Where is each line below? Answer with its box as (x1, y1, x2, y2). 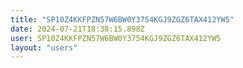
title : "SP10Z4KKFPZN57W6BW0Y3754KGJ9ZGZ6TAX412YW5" (10, 14, 235, 25)
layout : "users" (10, 42, 78, 53)
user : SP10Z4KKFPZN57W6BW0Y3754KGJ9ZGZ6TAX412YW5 (10, 33, 222, 43)
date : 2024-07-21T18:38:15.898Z (10, 24, 145, 34)
